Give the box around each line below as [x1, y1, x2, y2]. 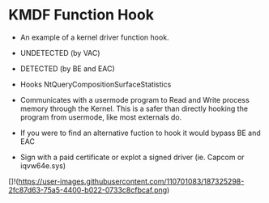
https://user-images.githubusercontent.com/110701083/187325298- [18, 176, 245, 186]
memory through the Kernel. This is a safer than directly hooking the [19, 104, 249, 113]
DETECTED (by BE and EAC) [19, 63, 115, 74]
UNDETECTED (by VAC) [19, 48, 100, 57]
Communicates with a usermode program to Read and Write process [19, 95, 250, 104]
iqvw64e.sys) [19, 160, 66, 171]
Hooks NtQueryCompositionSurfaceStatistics [19, 79, 172, 89]
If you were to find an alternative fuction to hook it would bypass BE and [19, 128, 261, 137]
